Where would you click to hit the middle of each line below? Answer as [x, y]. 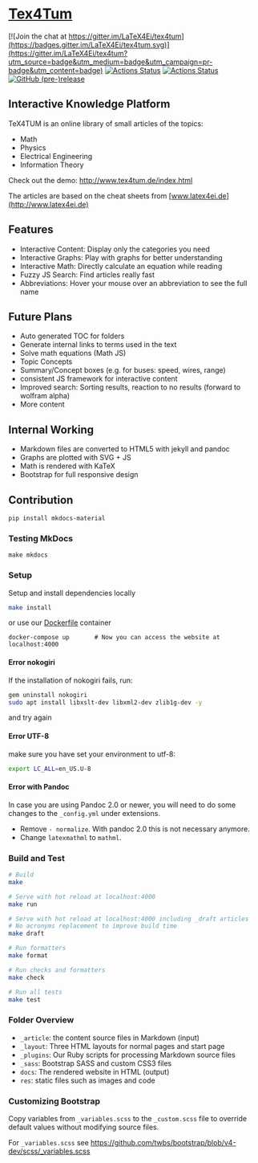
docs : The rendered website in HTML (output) [95, 1071]
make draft [26, 934]
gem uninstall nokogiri [48, 695]
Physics [33, 147]
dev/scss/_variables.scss [49, 1151]
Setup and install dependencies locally [72, 593]
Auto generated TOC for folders [72, 336]
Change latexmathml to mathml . [71, 837]
